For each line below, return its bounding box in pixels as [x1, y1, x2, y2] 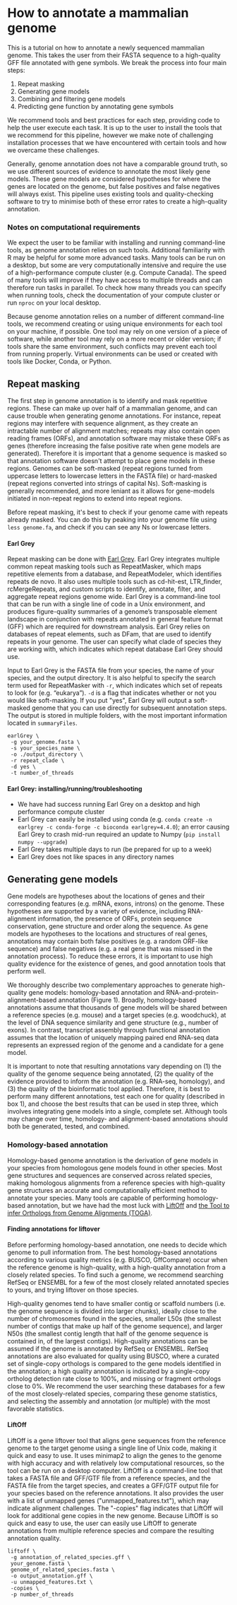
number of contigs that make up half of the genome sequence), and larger [7, 1321, 224, 1330]
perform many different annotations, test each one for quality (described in [7, 1092, 225, 1101]
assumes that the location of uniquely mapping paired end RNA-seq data [7, 1034, 219, 1042]
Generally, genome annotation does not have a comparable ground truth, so [7, 159, 228, 168]
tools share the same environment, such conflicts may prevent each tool [7, 342, 217, 351]
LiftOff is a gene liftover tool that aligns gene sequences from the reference [7, 1436, 226, 1444]
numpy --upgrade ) [17, 838, 68, 846]
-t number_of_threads [10, 769, 74, 777]
